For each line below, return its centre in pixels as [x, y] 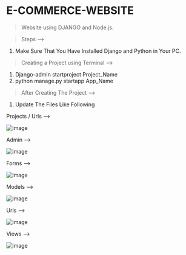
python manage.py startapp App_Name [64, 81]
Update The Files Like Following [55, 104]
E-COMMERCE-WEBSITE [70, 11]
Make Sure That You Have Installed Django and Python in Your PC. [98, 51]
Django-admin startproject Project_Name [66, 74]
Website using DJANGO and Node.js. [67, 27]
